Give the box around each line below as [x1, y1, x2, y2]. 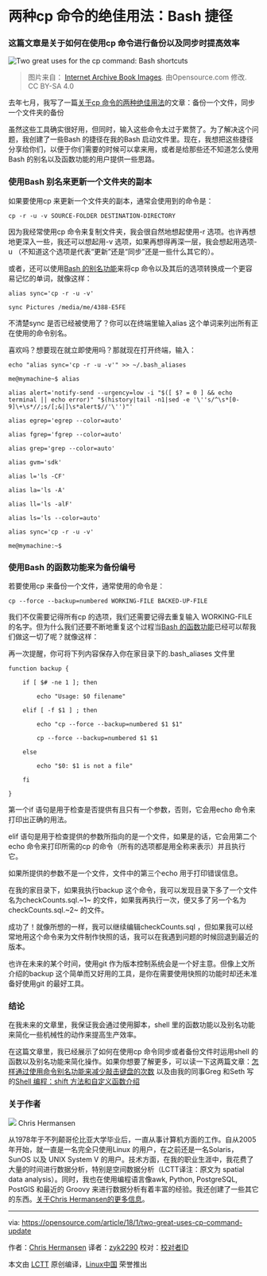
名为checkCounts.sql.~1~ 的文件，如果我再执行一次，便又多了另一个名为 [8, 895, 246, 905]
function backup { [8, 665, 69, 673]
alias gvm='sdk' [8, 458, 62, 466]
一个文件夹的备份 [8, 108, 64, 118]
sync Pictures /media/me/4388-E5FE [8, 303, 126, 311]
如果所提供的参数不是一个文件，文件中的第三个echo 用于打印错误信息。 [8, 868, 242, 878]
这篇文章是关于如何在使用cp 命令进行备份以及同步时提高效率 [8, 37, 240, 48]
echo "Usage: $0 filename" [37, 692, 126, 700]
